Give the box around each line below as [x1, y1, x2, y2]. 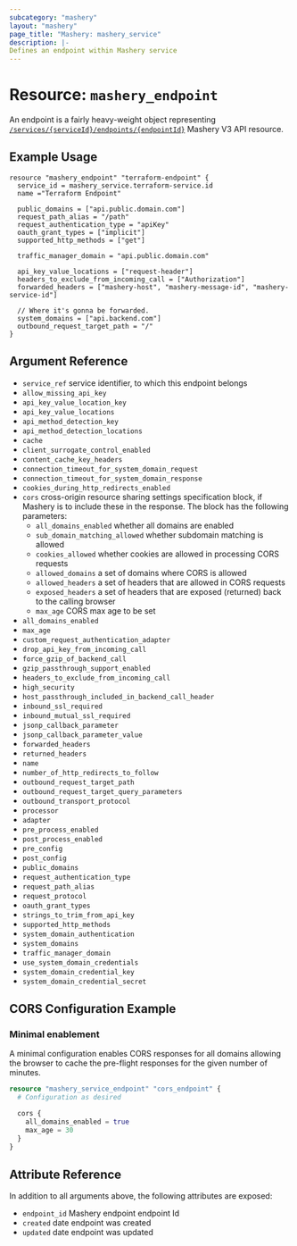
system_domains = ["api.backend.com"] [17, 314, 162, 322]
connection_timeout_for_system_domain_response [21, 474, 202, 483]
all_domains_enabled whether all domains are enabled [35, 520, 235, 531]
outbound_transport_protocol [21, 797, 131, 806]
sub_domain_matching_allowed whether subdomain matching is [35, 529, 264, 540]
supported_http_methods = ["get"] [17, 236, 145, 245]
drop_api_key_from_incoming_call [21, 645, 147, 654]
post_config [21, 854, 67, 863]
